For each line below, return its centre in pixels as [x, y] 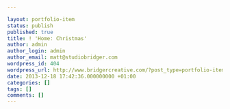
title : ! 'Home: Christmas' [47, 38]
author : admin [27, 45]
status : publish [30, 26]
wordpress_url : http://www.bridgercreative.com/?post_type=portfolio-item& [117, 70]
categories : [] [29, 82]
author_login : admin [37, 51]
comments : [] [26, 95]
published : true [30, 32]
